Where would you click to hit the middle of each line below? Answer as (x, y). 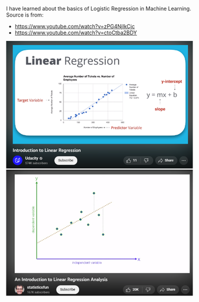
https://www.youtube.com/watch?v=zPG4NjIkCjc (75, 26)
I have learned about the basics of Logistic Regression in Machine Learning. (99, 9)
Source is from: (25, 15)
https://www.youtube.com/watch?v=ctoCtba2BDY (76, 33)
